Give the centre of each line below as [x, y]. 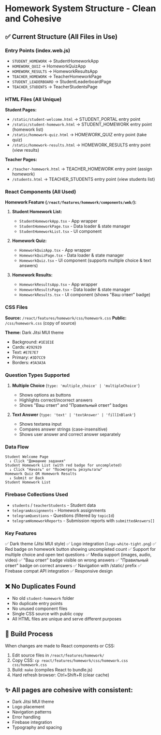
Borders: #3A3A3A [29, 362]
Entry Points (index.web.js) [38, 50]
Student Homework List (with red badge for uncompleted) [64, 465]
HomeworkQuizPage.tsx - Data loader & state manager [72, 256]
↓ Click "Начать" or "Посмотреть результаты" [56, 470]
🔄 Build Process [29, 634]
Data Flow [17, 447]
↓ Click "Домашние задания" [38, 461]
